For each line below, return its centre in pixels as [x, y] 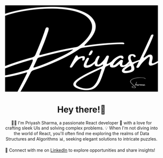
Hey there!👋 [81, 109]
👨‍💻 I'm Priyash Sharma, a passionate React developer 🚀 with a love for [81, 123]
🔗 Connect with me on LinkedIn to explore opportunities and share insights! [80, 150]
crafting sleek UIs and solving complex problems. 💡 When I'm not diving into [81, 128]
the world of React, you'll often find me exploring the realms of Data [81, 134]
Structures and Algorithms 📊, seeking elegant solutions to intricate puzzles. [81, 139]
